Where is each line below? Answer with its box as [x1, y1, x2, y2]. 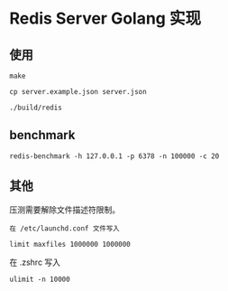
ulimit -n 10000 [9, 275, 70, 284]
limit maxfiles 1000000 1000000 [9, 239, 131, 249]
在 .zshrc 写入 [9, 257, 61, 268]
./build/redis [9, 103, 63, 112]
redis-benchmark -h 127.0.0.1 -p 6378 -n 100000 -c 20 [9, 151, 220, 161]
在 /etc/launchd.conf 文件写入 [9, 223, 120, 233]
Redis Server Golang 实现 [9, 8, 201, 29]
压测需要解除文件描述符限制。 [9, 204, 120, 215]
